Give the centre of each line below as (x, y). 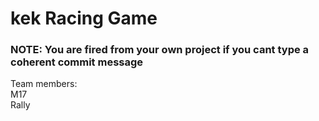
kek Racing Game (84, 18)
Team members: (44, 84)
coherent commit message (77, 62)
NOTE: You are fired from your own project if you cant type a (160, 50)
